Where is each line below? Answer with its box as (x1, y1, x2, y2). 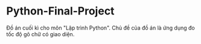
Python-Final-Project (6, 4, 115, 18)
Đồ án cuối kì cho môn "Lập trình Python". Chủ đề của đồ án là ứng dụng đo (6, 24, 195, 31)
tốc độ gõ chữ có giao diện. (6, 30, 75, 37)
